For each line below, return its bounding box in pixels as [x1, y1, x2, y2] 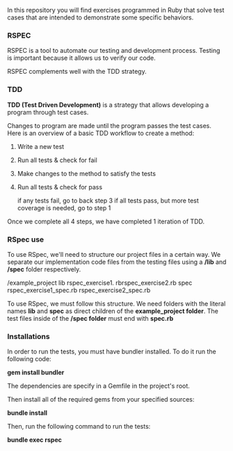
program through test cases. [7, 108, 89, 116]
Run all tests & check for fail [17, 156, 97, 164]
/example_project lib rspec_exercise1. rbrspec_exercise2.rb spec [7, 278, 193, 287]
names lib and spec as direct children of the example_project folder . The [7, 306, 219, 315]
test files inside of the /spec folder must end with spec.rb [7, 314, 174, 322]
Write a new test [17, 142, 65, 150]
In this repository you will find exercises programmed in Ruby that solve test [7, 6, 225, 14]
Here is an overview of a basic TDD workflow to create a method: [7, 129, 195, 137]
